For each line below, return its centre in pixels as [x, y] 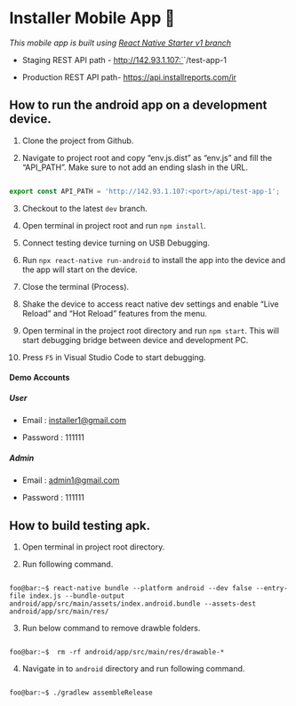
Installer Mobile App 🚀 [92, 18]
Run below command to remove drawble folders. [111, 628]
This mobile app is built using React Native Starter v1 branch [120, 43]
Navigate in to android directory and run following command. [133, 668]
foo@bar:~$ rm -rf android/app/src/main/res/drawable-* [117, 652]
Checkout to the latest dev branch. [85, 208]
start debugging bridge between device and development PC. [135, 340]
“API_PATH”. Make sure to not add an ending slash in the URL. [135, 167]
